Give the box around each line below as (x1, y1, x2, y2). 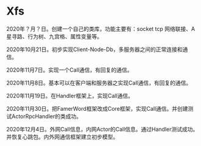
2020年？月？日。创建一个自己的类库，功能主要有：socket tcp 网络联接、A (6, 25, 196, 32)
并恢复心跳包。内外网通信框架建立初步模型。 (6, 133, 119, 141)
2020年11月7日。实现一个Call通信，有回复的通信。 (6, 66, 133, 74)
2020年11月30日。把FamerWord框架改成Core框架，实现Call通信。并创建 (6, 105, 188, 112)
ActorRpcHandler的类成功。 (11, 113, 82, 120)
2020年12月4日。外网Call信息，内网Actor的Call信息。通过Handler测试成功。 (6, 125, 199, 133)
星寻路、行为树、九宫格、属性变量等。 (6, 32, 102, 40)
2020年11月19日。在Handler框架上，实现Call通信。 (6, 92, 134, 99)
